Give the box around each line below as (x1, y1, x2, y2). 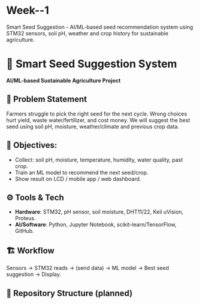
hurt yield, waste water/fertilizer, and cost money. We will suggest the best (6, 116, 191, 123)
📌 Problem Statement (6, 94, 88, 105)
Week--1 (6, 4, 49, 17)
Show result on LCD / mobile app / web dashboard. (14, 175, 141, 183)
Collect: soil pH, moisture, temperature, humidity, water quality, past (14, 156, 183, 163)
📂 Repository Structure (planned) (6, 288, 133, 298)
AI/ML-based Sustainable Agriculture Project (6, 77, 121, 84)
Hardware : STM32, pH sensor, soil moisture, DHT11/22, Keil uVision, (14, 208, 184, 215)
